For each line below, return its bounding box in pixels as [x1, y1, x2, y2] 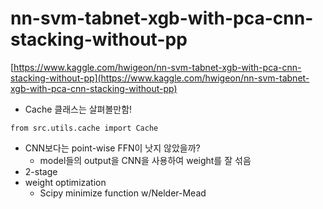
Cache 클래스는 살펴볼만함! [24, 103, 133, 115]
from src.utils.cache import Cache [10, 123, 159, 133]
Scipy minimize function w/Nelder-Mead [39, 187, 207, 199]
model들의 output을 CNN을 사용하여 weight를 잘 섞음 [39, 154, 252, 166]
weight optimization [24, 176, 107, 188]
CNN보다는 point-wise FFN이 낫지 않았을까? [24, 142, 201, 154]
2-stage [24, 165, 58, 177]
